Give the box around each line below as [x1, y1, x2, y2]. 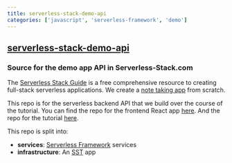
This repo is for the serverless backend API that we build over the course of [7, 99, 223, 108]
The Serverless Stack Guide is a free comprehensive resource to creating [7, 79, 217, 87]
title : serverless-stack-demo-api [7, 10, 107, 17]
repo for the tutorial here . [7, 114, 79, 122]
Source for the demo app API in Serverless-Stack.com [7, 63, 193, 73]
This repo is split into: [7, 127, 69, 135]
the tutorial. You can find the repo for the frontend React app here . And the [7, 106, 220, 115]
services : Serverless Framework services [17, 141, 137, 149]
